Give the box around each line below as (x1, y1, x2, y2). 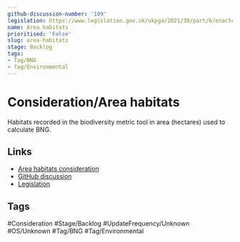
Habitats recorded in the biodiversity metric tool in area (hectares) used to (7, 117, 226, 126)
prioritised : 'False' (7, 30, 72, 38)
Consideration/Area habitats (7, 94, 180, 110)
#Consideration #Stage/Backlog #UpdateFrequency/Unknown (7, 219, 190, 228)
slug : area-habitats (7, 37, 69, 44)
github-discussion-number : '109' (7, 10, 107, 18)
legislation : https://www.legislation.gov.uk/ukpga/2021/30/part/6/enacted (7, 17, 238, 24)
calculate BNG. (7, 125, 51, 134)
